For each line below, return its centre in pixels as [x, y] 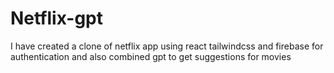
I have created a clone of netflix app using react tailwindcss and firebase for [167, 46]
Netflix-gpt [56, 18]
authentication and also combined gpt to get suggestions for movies [151, 56]
